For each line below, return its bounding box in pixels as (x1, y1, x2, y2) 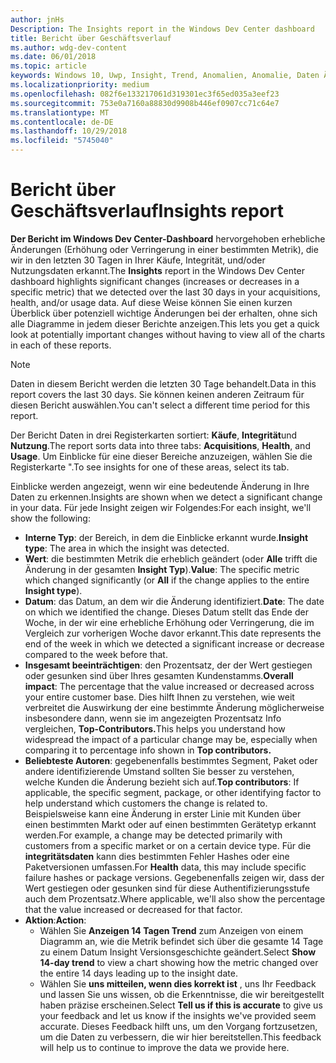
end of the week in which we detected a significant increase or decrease (24, 637, 325, 650)
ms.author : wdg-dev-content (10, 42, 128, 53)
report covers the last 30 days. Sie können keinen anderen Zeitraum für (10, 388, 305, 400)
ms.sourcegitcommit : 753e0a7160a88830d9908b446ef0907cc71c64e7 (10, 98, 280, 108)
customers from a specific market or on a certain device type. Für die (24, 839, 312, 851)
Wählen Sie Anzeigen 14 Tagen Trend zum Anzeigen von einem (39, 924, 304, 936)
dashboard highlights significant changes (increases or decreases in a (10, 275, 300, 287)
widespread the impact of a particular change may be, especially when (24, 733, 318, 745)
